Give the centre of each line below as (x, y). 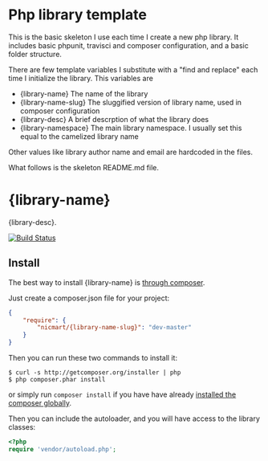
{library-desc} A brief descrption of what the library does (114, 119)
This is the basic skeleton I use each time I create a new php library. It (124, 37)
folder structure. (35, 54)
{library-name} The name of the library (84, 93)
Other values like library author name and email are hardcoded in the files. (131, 152)
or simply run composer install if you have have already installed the (122, 394)
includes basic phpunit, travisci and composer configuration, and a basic (128, 45)
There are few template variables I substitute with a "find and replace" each (133, 69)
